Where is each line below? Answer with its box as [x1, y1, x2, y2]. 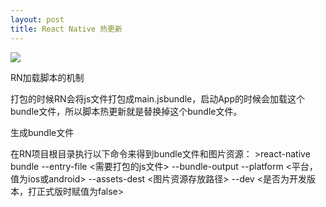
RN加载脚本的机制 [10, 71, 85, 83]
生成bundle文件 [10, 126, 75, 138]
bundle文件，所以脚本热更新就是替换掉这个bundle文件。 [10, 105, 243, 117]
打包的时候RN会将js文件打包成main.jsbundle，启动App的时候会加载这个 [10, 92, 305, 105]
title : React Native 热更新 [10, 24, 123, 34]
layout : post [10, 14, 65, 25]
